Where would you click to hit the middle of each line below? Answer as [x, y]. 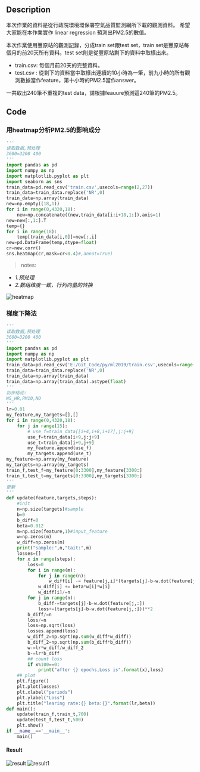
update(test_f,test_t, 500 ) [50, 720]
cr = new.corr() [24, 248]
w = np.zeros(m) [34, 537]
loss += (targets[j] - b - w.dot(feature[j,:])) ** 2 [95, 609]
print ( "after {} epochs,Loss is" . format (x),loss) [101, 670]
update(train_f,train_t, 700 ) [53, 714]
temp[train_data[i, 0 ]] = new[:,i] [57, 237]
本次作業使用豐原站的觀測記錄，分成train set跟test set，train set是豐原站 [95, 45]
